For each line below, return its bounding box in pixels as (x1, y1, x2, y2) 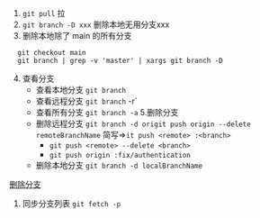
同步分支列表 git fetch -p (22, 198, 121, 209)
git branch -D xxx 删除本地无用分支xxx (22, 19, 170, 30)
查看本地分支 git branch (35, 85, 127, 95)
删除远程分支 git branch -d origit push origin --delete (35, 118, 252, 129)
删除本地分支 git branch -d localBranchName (35, 160, 203, 170)
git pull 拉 (22, 8, 66, 18)
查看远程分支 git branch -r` (35, 95, 138, 106)
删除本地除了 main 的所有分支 (22, 31, 132, 41)
